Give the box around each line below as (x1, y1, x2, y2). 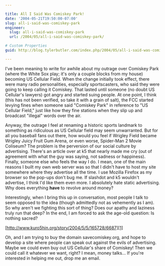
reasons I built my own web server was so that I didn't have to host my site (5, 164, 156, 170)
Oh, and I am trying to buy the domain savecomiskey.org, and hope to (5, 234, 146, 240)
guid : (5, 48, 16, 53)
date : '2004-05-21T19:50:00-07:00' (5, 16, 78, 21)
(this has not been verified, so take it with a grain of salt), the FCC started (5, 97, 154, 103)
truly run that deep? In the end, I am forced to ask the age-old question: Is (5, 210, 155, 216)
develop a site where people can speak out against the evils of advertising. (5, 239, 157, 245)
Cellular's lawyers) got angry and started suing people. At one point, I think (5, 91, 157, 97)
